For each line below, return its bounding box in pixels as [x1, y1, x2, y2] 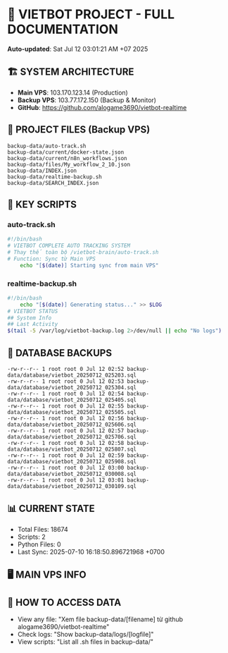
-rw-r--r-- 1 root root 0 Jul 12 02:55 [7, 402, 125, 410]
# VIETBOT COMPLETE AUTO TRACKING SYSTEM [7, 243, 131, 250]
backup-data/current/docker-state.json [7, 148, 125, 156]
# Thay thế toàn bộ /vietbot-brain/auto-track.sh [7, 249, 159, 256]
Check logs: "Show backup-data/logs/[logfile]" [17, 630, 154, 638]
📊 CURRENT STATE [7, 503, 95, 515]
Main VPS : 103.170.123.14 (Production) [17, 88, 128, 97]
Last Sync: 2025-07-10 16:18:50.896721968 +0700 [17, 547, 165, 556]
